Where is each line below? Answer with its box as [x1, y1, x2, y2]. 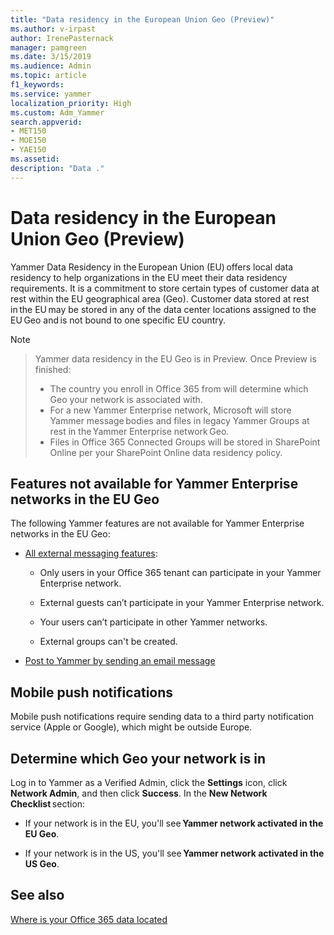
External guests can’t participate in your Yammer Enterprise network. [39, 597, 325, 609]
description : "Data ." [10, 163, 105, 173]
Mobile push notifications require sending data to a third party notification [10, 711, 315, 723]
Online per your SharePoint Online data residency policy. [49, 446, 283, 458]
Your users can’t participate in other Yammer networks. [39, 616, 268, 628]
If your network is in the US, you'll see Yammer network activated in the [24, 847, 325, 859]
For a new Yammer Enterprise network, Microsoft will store [49, 404, 292, 416]
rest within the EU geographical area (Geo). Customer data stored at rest [10, 292, 310, 305]
